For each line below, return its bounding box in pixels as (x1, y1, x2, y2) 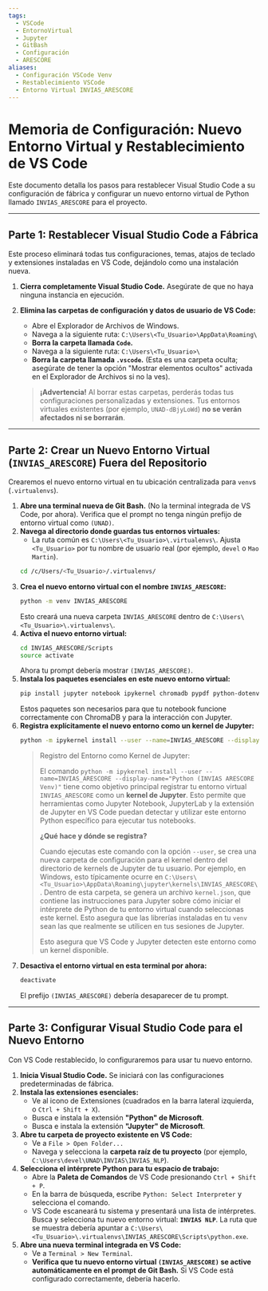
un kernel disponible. (39, 946, 109, 955)
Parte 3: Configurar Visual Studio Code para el (8, 1021, 243, 1035)
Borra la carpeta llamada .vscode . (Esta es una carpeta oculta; (31, 355, 238, 365)
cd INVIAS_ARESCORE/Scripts (19, 644, 113, 652)
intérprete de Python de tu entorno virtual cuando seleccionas (39, 905, 245, 914)
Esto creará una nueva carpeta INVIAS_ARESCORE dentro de (19, 611, 211, 621)
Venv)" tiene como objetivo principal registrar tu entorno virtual (39, 782, 247, 792)
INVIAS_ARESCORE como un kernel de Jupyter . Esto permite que (39, 791, 246, 800)
